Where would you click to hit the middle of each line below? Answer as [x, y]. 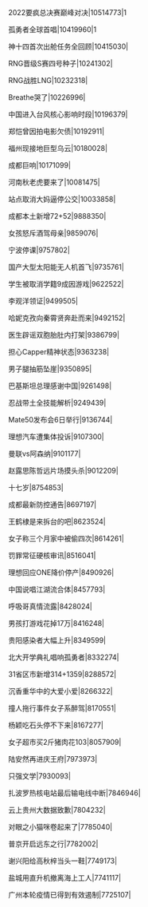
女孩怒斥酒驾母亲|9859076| [53, 233]
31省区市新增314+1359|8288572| [62, 674]
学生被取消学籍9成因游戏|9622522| [66, 284]
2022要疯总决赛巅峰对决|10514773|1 [68, 12]
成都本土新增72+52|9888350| [57, 216]
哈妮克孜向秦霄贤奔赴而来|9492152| [67, 318]
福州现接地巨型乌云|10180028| [58, 148]
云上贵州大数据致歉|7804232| [57, 810]
